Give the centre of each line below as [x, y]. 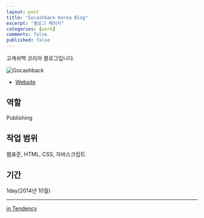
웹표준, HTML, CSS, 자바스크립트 [46, 154]
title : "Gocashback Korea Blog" [47, 18]
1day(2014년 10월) [29, 191]
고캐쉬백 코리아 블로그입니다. [40, 58]
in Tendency [22, 209]
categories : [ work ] [31, 29]
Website [25, 82]
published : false [28, 40]
